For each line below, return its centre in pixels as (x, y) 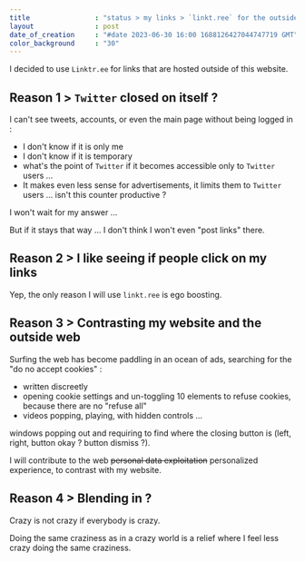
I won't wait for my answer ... (64, 212)
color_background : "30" (64, 43)
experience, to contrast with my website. (85, 469)
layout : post (64, 26)
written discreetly (55, 386)
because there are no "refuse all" (84, 406)
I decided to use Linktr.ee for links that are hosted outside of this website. (149, 69)
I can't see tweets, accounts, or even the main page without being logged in (151, 120)
